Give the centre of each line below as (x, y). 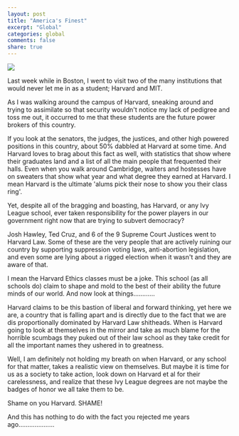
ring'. (15, 192)
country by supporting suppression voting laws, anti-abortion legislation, (114, 249)
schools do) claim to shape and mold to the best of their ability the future (114, 286)
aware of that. (28, 265)
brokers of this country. (42, 125)
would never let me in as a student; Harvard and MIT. (85, 88)
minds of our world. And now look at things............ (81, 294)
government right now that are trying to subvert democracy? (96, 220)
